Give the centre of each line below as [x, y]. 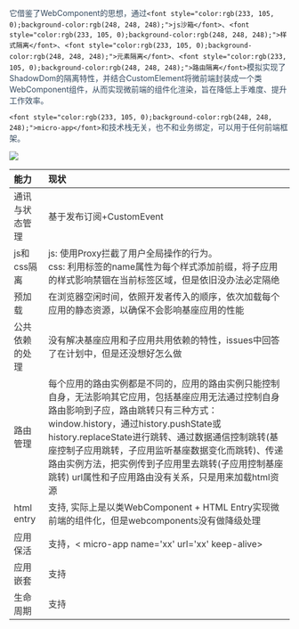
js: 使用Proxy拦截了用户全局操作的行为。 [133, 253]
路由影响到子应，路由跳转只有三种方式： [133, 410]
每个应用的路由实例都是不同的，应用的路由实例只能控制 [164, 384]
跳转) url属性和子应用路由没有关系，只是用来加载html [159, 477]
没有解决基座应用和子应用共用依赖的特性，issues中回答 [164, 340]
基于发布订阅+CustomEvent [105, 216]
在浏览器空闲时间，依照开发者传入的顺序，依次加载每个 [164, 297]
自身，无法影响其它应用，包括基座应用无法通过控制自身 [164, 397]
